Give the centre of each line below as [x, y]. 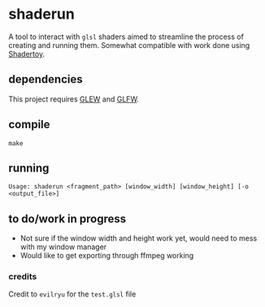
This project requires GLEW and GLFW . [74, 99]
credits [23, 277]
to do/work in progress [67, 219]
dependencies [46, 79]
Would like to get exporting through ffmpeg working [107, 256]
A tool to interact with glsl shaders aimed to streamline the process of [126, 37]
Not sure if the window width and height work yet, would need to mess [139, 238]
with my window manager [63, 247]
